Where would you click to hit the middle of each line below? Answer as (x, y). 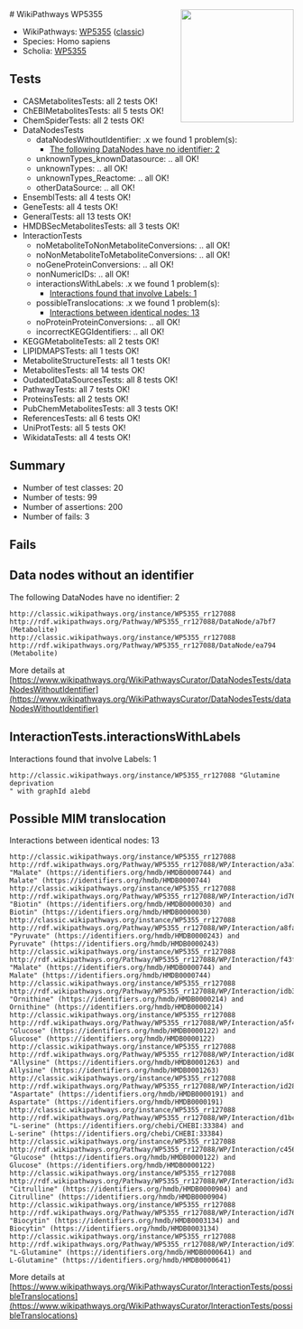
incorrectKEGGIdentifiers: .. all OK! (100, 331)
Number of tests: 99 (60, 497)
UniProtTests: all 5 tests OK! (74, 428)
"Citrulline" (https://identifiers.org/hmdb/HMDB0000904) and (129, 1189)
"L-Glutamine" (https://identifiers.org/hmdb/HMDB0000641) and (131, 1253)
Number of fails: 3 (56, 516)
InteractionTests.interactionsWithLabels (125, 737)
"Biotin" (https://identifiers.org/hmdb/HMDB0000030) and (120, 905)
